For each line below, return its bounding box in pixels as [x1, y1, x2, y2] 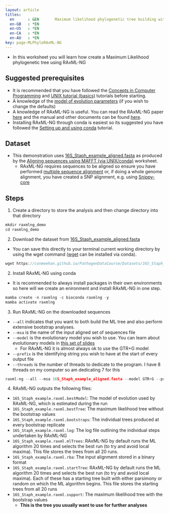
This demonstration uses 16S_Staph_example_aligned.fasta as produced [12, 153, 162, 159]
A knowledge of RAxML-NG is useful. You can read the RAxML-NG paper [12, 109, 164, 115]
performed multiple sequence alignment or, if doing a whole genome [20, 169, 162, 175]
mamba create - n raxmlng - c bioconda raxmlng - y [5, 295, 109, 300]
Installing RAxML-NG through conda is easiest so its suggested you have [12, 119, 163, 125]
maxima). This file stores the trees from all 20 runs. [12, 449, 119, 455]
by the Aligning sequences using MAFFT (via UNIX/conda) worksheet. [12, 158, 158, 164]
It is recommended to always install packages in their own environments [12, 280, 162, 286]
